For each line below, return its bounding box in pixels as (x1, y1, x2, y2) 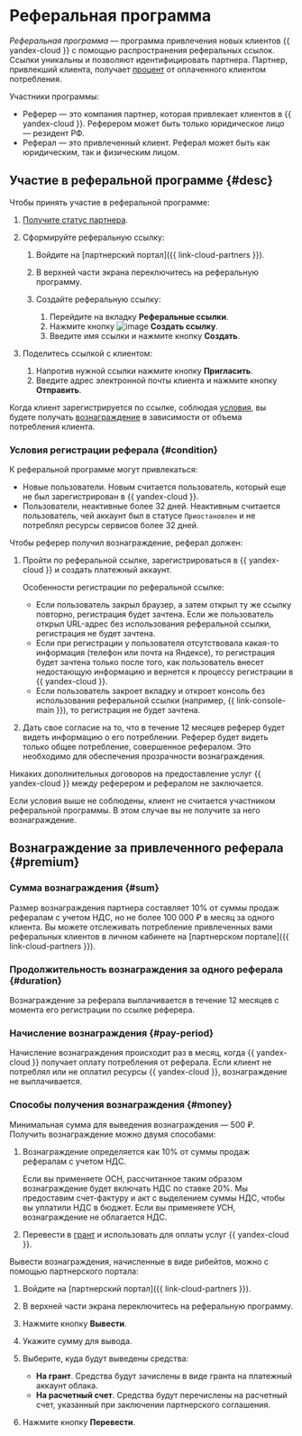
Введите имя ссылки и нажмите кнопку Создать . (49, 330, 241, 341)
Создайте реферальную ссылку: (35, 294, 161, 305)
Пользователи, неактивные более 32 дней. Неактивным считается (22, 501, 281, 512)
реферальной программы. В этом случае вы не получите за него (9, 805, 261, 816)
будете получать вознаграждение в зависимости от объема (9, 411, 243, 422)
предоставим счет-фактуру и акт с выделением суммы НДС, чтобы (22, 1192, 286, 1203)
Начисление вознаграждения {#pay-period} (9, 1027, 215, 1039)
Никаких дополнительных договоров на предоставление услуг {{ (9, 768, 261, 780)
